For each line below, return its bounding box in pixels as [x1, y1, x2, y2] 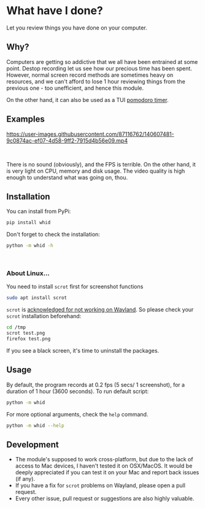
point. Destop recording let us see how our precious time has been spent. [6, 64, 192, 72]
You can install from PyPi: [6, 208, 71, 215]
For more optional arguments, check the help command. [6, 410, 149, 418]
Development [6, 439, 60, 450]
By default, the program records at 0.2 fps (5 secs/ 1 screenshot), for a [6, 381, 185, 388]
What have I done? [6, 4, 103, 18]
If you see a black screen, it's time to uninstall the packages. [6, 346, 160, 354]
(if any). [15, 475, 36, 483]
